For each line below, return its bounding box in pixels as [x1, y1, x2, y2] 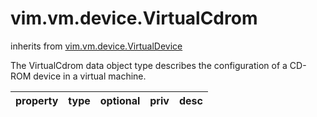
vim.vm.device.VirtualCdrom [10, 7, 258, 30]
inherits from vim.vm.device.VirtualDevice [10, 40, 183, 52]
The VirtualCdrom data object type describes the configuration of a [10, 59, 288, 71]
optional [99, 93, 141, 107]
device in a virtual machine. [33, 70, 147, 82]
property [15, 93, 59, 107]
